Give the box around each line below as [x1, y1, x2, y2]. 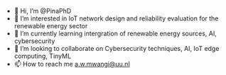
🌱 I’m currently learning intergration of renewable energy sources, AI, [14, 29, 217, 37]
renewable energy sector [14, 22, 88, 30]
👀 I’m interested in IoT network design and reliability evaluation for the [14, 14, 219, 23]
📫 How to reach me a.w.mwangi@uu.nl [14, 60, 130, 68]
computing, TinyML [14, 52, 72, 60]
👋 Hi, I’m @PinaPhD [14, 7, 72, 15]
